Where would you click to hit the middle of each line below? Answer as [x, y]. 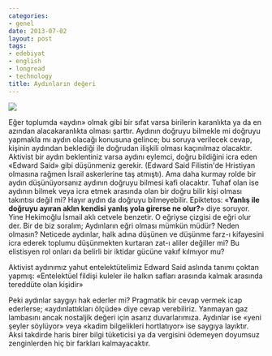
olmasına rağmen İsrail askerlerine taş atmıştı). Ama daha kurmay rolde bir [132, 174]
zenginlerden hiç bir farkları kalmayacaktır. [80, 343]
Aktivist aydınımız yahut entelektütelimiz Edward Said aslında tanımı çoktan [134, 267]
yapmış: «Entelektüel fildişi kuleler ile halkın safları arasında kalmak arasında [136, 276]
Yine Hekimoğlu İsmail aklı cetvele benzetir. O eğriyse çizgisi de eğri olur [130, 217]
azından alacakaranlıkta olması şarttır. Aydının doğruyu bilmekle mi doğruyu [135, 131]
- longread [27, 69]
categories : [28, 16]
